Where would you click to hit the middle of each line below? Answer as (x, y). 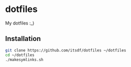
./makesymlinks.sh (24, 59)
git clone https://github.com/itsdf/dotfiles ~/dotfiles (66, 50)
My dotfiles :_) (20, 23)
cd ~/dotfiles (20, 55)
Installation (23, 39)
